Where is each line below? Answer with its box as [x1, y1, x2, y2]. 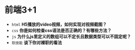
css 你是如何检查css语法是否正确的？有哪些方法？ [11, 27, 112, 33]
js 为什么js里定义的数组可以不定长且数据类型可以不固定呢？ [11, 33, 131, 39]
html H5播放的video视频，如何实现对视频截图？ [11, 21, 107, 27]
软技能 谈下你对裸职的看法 [11, 39, 62, 45]
